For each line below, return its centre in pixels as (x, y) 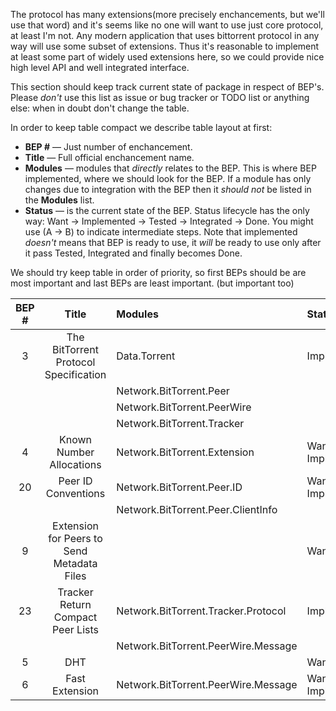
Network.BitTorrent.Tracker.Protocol (201, 611)
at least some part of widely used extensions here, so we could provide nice (167, 57)
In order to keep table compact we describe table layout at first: (141, 127)
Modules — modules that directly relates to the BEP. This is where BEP (170, 168)
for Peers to (75, 538)
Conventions (75, 493)
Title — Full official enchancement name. (109, 157)
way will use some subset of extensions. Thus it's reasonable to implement (165, 46)
